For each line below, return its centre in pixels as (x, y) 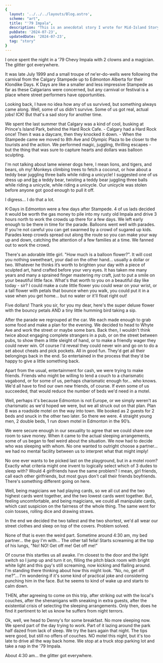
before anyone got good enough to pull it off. (50, 190)
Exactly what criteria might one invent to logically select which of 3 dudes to (81, 466)
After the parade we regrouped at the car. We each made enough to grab (78, 320)
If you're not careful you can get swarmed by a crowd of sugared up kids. (79, 229)
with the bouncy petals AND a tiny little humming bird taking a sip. (71, 310)
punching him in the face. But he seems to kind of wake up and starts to (77, 580)
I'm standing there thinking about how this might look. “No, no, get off (75, 570)
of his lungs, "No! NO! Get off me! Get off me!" (51, 545)
